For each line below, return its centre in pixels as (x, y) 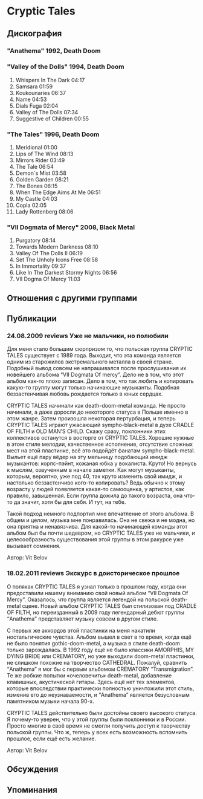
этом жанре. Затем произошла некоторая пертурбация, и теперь (91, 419)
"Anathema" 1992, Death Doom (54, 51)
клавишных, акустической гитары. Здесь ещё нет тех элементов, (91, 682)
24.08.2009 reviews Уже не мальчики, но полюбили (88, 336)
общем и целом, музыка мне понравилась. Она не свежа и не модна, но (101, 520)
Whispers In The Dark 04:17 (50, 80)
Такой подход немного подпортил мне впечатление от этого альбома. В (100, 514)
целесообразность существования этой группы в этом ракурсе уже (95, 540)
